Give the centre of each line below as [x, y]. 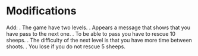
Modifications [41, 11]
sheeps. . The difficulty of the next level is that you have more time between [99, 40]
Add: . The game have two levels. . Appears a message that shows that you [98, 27]
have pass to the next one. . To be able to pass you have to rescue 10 [91, 33]
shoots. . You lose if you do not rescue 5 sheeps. [66, 46]
